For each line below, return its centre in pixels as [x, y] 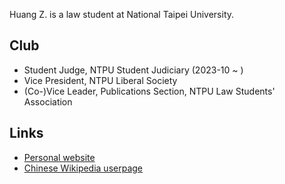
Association [48, 101]
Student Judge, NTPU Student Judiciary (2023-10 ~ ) [133, 70]
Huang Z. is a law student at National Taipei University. [122, 14]
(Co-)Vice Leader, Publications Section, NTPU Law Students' [149, 91]
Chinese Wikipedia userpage [83, 168]
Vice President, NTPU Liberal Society [100, 80]
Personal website [59, 157]
